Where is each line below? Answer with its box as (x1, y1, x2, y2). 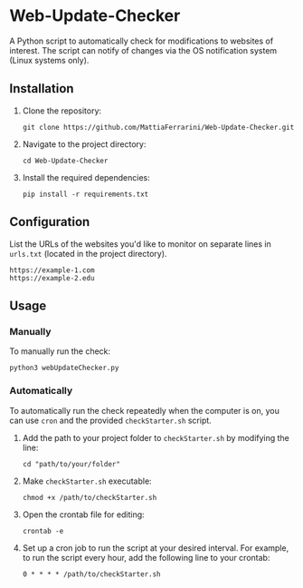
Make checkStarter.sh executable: (22, 475, 152, 486)
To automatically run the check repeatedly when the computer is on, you (9, 405, 280, 416)
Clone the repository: (22, 105, 102, 116)
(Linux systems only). (9, 54, 90, 65)
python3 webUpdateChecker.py (9, 364, 119, 373)
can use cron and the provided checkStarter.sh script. (9, 415, 213, 426)
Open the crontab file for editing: (22, 509, 145, 520)
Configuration (9, 214, 90, 230)
